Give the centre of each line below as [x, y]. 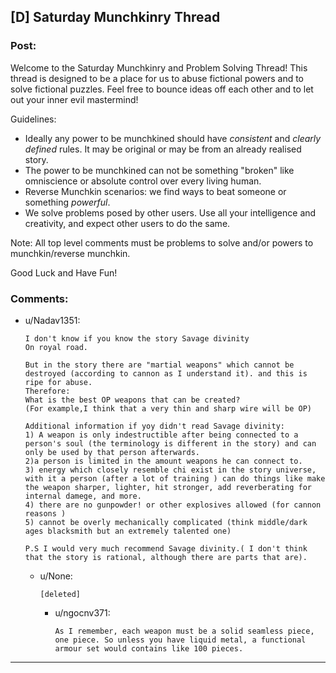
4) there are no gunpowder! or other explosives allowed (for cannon [173, 505]
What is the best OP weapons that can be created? [132, 400]
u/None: [56, 576]
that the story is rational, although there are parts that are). [166, 557]
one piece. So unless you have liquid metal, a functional [180, 640]
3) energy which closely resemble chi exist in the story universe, [170, 470]
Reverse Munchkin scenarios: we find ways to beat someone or [155, 191]
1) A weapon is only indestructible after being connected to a [161, 435]
